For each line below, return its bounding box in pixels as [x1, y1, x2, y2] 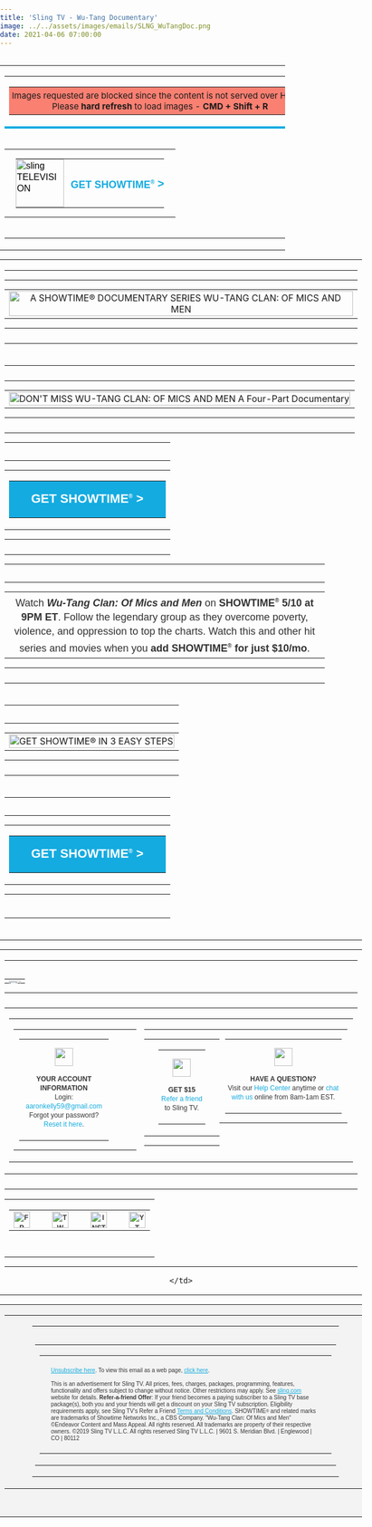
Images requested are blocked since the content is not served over [12, 90, 279, 101]
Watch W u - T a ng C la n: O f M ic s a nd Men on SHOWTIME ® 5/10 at [14, 597, 314, 610]
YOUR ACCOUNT [36, 1075, 92, 1084]
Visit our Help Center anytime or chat [227, 1084, 339, 1093]
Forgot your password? [28, 1111, 100, 1120]
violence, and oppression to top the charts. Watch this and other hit [14, 625, 316, 638]
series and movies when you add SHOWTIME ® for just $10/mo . [19, 642, 310, 655]
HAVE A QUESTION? [250, 1075, 317, 1084]
